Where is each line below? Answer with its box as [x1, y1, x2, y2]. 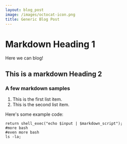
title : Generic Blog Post [5, 17, 59, 22]
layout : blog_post [5, 7, 44, 13]
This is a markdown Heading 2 [5, 69, 102, 78]
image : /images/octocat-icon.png [5, 12, 76, 17]
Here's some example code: [5, 111, 64, 117]
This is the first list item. [12, 96, 62, 102]
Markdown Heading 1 [5, 38, 96, 50]
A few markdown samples [5, 85, 71, 92]
